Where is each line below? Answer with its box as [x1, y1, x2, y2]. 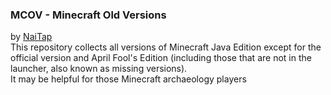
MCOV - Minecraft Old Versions [10, 8, 167, 22]
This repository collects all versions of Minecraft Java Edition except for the [10, 41, 322, 53]
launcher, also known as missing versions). [10, 63, 188, 75]
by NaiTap [10, 31, 53, 43]
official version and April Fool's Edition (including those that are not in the [10, 52, 312, 64]
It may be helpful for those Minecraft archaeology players [10, 73, 247, 85]
